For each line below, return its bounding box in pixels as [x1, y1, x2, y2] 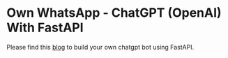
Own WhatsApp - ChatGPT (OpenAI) [6, 5, 222, 21]
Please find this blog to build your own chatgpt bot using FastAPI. [6, 43, 195, 51]
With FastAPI [6, 20, 84, 36]
